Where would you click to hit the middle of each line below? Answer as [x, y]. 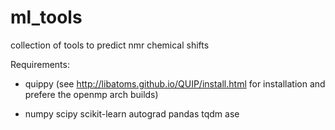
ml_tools [46, 17]
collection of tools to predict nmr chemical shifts [110, 45]
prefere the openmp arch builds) [91, 94]
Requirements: [40, 64]
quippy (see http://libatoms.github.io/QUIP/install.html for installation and [175, 83]
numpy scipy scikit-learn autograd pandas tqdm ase [132, 113]
